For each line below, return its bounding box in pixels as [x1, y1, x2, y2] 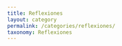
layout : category [7, 16, 57, 23]
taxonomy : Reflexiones [7, 28, 72, 36]
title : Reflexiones [7, 9, 63, 17]
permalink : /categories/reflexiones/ [7, 22, 116, 29]
